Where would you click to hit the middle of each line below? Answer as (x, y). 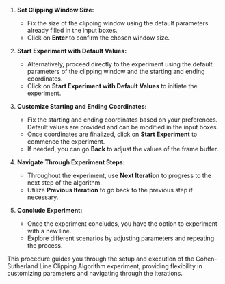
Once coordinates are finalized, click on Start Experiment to (112, 134)
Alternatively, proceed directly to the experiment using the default (120, 64)
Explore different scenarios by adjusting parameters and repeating (120, 238)
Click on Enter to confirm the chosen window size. (98, 38)
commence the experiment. (66, 142)
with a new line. (49, 231)
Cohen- (207, 259)
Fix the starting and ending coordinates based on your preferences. (122, 120)
